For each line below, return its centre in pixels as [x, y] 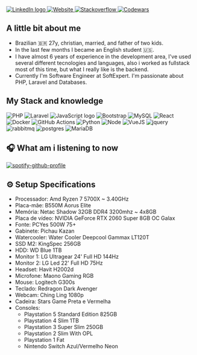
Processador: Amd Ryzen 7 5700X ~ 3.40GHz [72, 199]
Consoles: [27, 308]
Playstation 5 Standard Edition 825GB [70, 314]
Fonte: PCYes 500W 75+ [45, 225]
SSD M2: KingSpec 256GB [48, 244]
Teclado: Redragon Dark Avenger [56, 289]
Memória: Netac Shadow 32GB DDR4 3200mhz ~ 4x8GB [86, 212]
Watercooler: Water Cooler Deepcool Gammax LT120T [82, 237]
